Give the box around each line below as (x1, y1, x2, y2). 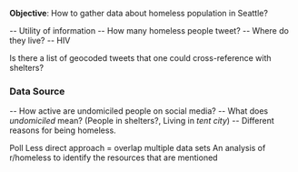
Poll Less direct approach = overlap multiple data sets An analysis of (9, 143, 266, 154)
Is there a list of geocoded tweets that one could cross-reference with (9, 53, 272, 63)
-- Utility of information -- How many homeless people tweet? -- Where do (9, 25, 289, 35)
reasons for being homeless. (9, 125, 116, 136)
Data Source (9, 85, 65, 97)
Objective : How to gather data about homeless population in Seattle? (9, 8, 268, 18)
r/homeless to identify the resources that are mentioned (9, 152, 218, 163)
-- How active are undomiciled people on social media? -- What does (9, 106, 269, 116)
